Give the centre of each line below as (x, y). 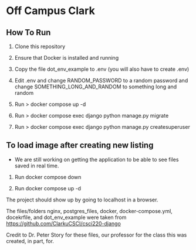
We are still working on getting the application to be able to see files (97, 159)
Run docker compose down (48, 177)
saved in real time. (37, 166)
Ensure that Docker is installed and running (67, 58)
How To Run (28, 32)
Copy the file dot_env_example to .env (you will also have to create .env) (102, 69)
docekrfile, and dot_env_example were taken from (66, 217)
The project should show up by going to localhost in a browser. (82, 200)
